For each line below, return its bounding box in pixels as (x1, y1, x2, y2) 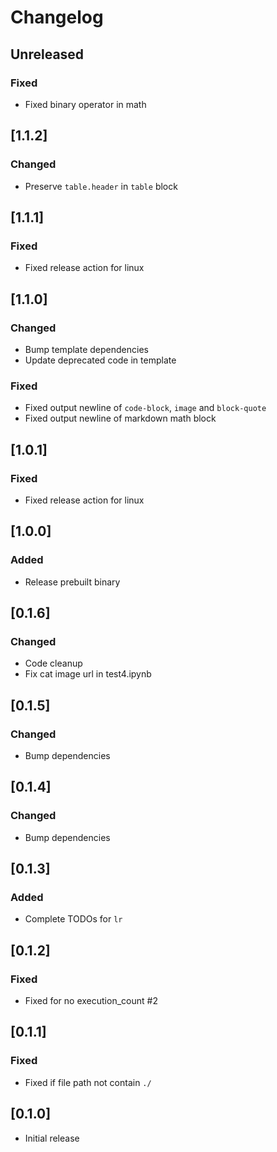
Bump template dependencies (24, 343, 149, 355)
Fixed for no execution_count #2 (24, 995, 158, 1007)
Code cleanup (24, 657, 83, 670)
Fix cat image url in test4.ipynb (24, 668, 152, 680)
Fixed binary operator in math (24, 98, 147, 110)
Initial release (24, 1132, 80, 1144)
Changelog (10, 6, 104, 29)
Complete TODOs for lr (24, 913, 123, 925)
